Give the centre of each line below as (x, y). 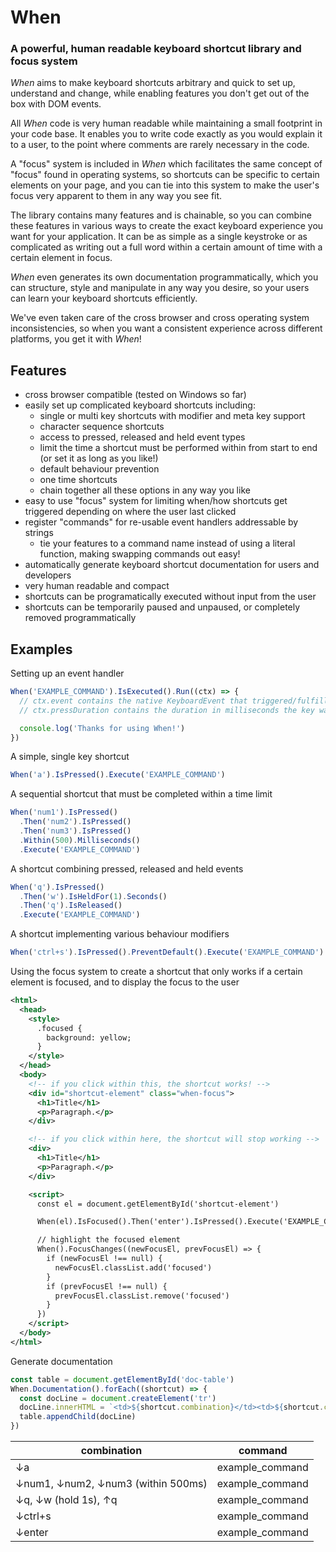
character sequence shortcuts (102, 427)
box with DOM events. (56, 104)
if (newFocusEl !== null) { (104, 1259)
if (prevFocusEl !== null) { (107, 1286)
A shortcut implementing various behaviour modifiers (120, 934)
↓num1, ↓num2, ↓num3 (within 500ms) (111, 1484)
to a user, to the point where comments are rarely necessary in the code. (160, 145)
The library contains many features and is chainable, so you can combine (161, 215)
